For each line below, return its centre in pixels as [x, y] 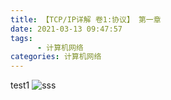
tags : [21, 38]
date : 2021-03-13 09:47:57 [66, 29]
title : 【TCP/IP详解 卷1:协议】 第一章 [86, 19]
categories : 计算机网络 [56, 57]
